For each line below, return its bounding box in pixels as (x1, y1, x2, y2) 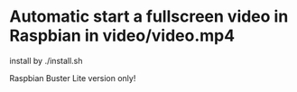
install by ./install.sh (9, 55, 83, 66)
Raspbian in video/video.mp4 (9, 25, 236, 46)
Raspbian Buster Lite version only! (9, 72, 136, 83)
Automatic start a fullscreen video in (9, 6, 289, 27)
